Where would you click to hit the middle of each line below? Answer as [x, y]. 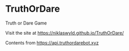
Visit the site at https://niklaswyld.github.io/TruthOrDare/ [64, 33]
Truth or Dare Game [26, 23]
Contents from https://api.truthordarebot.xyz [52, 43]
